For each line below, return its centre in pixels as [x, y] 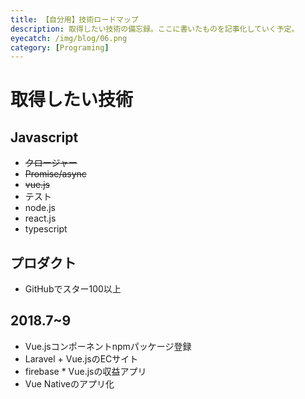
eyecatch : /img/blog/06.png [69, 38]
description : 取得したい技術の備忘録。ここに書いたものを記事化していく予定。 [155, 29]
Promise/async [55, 174]
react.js [40, 218]
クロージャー [51, 163]
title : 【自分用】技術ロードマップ [74, 19]
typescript [46, 229]
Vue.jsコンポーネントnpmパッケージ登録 [108, 346]
